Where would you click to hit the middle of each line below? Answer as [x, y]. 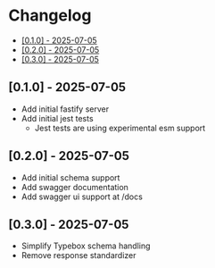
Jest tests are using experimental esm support [120, 128]
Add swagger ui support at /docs [82, 197]
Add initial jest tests [58, 118]
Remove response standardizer [79, 255]
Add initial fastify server [65, 109]
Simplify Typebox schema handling [86, 246]
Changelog [50, 16]
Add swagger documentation [74, 187]
